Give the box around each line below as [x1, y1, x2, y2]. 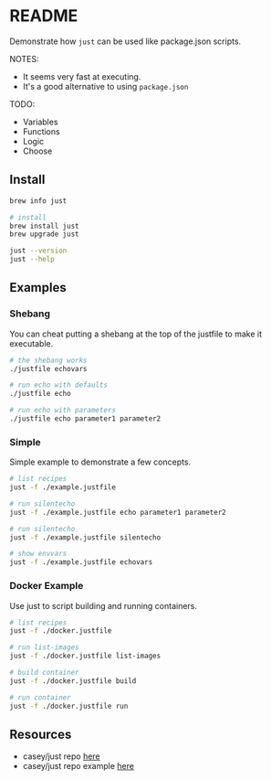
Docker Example [9, 580, 84, 593]
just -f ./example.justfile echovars [9, 558, 153, 567]
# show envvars [9, 550, 68, 559]
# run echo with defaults [9, 380, 108, 390]
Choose [22, 145, 53, 156]
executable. [9, 337, 54, 348]
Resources [9, 726, 72, 742]
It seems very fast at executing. [22, 70, 141, 82]
